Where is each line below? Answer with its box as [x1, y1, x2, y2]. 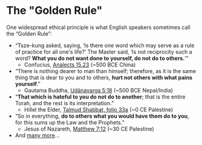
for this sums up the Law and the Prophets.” [15, 118, 125, 126]
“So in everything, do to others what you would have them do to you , [15, 112, 189, 120]
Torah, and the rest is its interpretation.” [15, 99, 114, 106]
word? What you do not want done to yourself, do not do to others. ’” [15, 54, 189, 62]
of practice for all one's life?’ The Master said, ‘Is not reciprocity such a [15, 48, 192, 55]
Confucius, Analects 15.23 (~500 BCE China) [24, 61, 136, 68]
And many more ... [15, 131, 60, 139]
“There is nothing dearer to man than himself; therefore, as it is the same [15, 67, 197, 74]
